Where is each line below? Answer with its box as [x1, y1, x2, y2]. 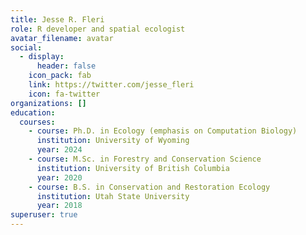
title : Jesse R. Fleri [10, 14, 105, 25]
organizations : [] [10, 98, 87, 108]
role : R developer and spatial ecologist [10, 24, 186, 34]
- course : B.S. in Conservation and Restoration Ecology [28, 182, 271, 192]
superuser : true [10, 210, 78, 220]
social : [10, 42, 43, 53]
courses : [19, 117, 56, 127]
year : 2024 [36, 145, 83, 155]
